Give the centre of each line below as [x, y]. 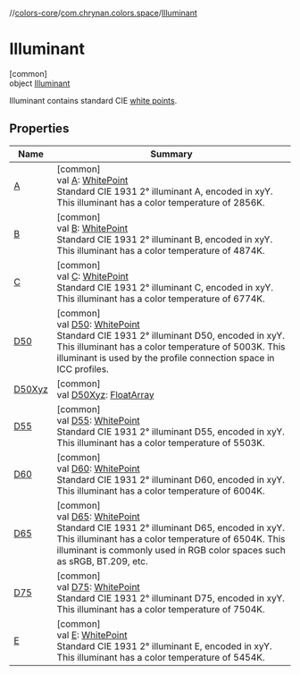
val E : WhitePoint [92, 635]
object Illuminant [40, 83]
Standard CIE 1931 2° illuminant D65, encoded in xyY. [171, 527]
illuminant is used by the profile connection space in [166, 358]
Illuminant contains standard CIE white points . [93, 100]
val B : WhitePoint [92, 228]
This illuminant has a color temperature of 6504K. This [171, 538]
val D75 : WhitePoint [98, 586]
